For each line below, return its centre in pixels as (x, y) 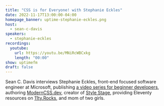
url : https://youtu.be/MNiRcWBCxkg (53, 53)
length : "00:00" (32, 58)
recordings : (18, 44)
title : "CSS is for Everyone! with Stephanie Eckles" (64, 10)
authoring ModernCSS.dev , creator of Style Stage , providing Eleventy (79, 93)
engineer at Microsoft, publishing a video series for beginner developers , (82, 87)
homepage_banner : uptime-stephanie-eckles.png (56, 19)
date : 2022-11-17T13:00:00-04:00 (41, 15)
